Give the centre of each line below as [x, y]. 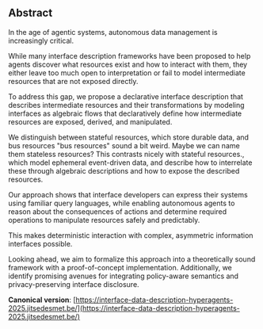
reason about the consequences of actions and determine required [118, 211]
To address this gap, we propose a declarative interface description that [126, 96]
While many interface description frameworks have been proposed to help [130, 55]
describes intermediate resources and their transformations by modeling [126, 105]
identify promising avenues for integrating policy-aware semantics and [124, 276]
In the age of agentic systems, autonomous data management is [113, 32]
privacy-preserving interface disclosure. [74, 284]
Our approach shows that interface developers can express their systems [128, 194]
